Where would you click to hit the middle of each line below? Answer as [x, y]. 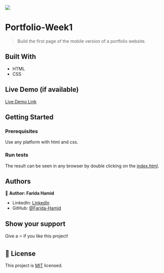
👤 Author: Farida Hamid [30, 193]
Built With [20, 57]
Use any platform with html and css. [42, 142]
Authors [18, 181]
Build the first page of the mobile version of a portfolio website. [82, 41]
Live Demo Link [21, 101]
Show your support [35, 224]
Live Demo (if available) [42, 90]
